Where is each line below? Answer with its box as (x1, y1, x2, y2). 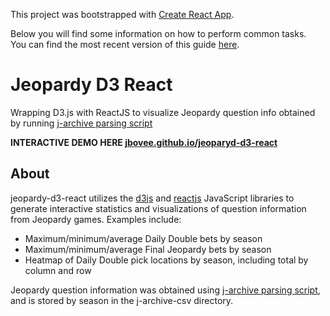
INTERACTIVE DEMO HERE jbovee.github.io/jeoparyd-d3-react (10, 136, 278, 148)
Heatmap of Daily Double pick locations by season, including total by (24, 254, 309, 266)
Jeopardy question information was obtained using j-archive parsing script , (10, 284, 321, 296)
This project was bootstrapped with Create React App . (10, 9, 235, 20)
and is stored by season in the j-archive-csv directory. (10, 294, 234, 306)
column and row (24, 264, 92, 276)
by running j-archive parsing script (10, 117, 153, 129)
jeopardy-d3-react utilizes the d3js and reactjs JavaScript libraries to (10, 192, 295, 204)
